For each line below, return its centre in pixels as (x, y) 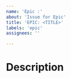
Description (35, 67)
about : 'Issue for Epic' (36, 17)
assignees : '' (23, 33)
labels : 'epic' (24, 28)
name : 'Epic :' (24, 11)
